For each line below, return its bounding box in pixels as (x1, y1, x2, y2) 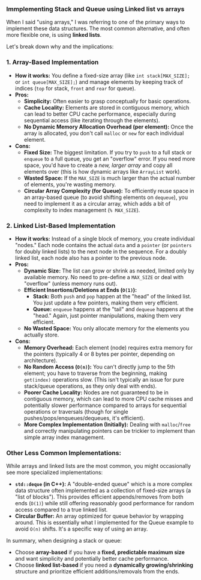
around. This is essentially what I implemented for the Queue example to (14, 519, 194, 526)
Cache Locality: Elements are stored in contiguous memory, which (23, 104, 190, 111)
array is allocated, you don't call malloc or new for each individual (23, 129, 184, 137)
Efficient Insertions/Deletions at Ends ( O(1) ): (23, 286, 137, 294)
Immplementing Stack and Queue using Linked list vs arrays (6, 5, 185, 13)
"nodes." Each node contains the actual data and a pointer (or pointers (14, 241, 192, 248)
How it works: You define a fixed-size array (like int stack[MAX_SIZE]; (14, 72, 190, 79)
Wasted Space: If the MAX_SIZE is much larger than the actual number (23, 174, 196, 181)
